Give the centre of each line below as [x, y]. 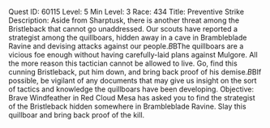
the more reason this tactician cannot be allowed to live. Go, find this [123, 63]
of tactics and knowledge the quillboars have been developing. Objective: [131, 89]
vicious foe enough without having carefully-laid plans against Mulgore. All [133, 55]
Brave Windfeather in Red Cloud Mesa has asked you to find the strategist [132, 98]
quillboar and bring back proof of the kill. [77, 115]
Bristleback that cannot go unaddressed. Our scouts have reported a [123, 29]
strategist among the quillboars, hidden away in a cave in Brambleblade [128, 37]
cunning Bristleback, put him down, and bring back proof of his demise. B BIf [135, 72]
